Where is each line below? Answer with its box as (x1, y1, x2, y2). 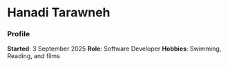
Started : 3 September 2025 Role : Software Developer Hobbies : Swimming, (7, 44, 222, 53)
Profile (7, 29, 30, 39)
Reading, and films (7, 52, 61, 60)
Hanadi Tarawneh (7, 5, 111, 21)
